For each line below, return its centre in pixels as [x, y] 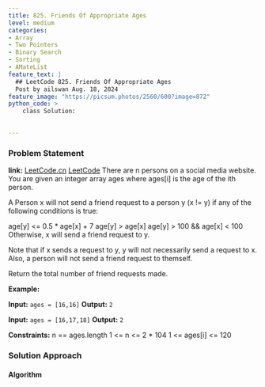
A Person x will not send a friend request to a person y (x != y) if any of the [130, 203]
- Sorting [25, 60]
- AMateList [28, 67]
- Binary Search [35, 52]
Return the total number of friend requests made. [88, 274]
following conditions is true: [53, 211]
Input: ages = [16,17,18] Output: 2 [66, 320]
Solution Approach [45, 355]
